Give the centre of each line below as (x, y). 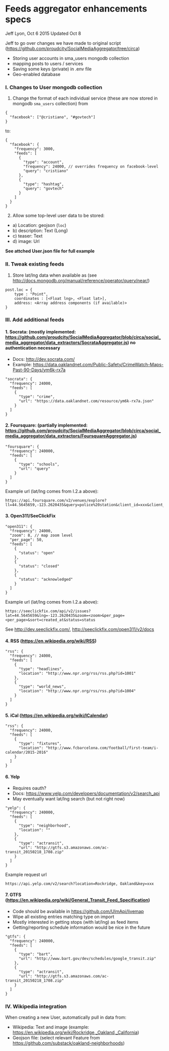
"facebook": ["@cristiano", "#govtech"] (53, 117)
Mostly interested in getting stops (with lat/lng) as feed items (75, 922)
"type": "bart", (35, 954)
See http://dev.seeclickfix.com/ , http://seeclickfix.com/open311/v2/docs (80, 629)
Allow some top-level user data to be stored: (58, 216)
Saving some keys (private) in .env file (52, 69)
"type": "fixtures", (40, 744)
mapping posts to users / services (48, 63)
